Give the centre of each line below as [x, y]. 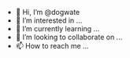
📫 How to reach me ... [52, 46]
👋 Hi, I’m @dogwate [48, 12]
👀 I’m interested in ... [49, 20]
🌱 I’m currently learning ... [58, 29]
